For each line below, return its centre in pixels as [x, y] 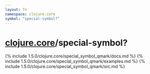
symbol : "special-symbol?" [32, 18]
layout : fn [16, 9]
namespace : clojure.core [30, 14]
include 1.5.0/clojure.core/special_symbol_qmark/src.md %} [65, 67]
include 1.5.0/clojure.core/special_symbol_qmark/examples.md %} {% [75, 61]
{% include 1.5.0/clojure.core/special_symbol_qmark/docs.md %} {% [74, 56]
